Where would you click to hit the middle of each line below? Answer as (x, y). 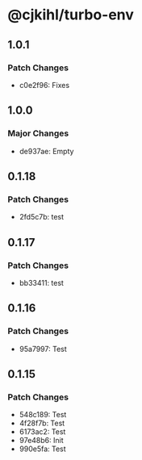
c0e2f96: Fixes (44, 85)
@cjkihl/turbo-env (71, 15)
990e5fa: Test (42, 449)
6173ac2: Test (42, 432)
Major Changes (38, 133)
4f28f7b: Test (42, 423)
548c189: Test (43, 415)
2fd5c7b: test (42, 217)
